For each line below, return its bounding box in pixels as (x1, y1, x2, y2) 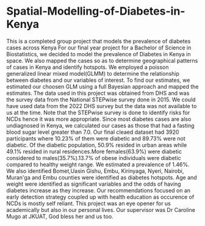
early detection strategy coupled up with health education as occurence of (6, 193, 195, 200)
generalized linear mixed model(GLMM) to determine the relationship (6, 70, 180, 77)
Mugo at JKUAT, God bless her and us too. (6, 213, 114, 220)
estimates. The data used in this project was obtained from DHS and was (6, 89, 190, 97)
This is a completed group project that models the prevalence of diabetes (6, 37, 191, 45)
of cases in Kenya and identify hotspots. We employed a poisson (6, 63, 169, 71)
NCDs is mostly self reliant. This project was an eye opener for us (6, 200, 171, 207)
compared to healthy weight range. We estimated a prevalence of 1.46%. (6, 161, 190, 168)
